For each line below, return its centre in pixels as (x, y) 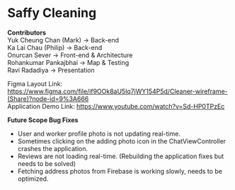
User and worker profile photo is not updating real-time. (99, 133)
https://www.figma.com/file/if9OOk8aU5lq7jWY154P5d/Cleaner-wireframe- (117, 91)
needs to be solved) (47, 163)
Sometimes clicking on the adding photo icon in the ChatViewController (122, 141)
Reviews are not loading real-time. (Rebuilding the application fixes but (121, 156)
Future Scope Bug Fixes (43, 120)
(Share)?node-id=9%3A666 (48, 99)
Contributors (27, 32)
